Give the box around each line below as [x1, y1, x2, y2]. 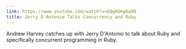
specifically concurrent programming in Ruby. [6, 36, 118, 43]
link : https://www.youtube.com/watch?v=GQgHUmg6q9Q [6, 8, 136, 15]
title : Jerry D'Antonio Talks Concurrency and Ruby [6, 14, 136, 20]
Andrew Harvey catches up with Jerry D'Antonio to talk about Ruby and [6, 30, 181, 37]
